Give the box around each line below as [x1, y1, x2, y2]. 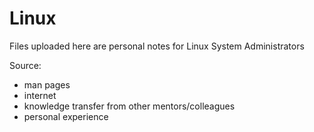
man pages [23, 78, 71, 91]
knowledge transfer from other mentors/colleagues [23, 100, 236, 112]
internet [23, 89, 57, 101]
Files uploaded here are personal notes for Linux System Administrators [9, 40, 305, 52]
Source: [9, 59, 42, 71]
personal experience [23, 110, 109, 122]
